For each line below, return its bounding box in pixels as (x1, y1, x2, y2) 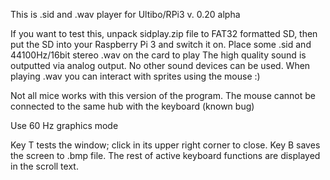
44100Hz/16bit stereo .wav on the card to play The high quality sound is (10, 49, 307, 61)
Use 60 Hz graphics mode (10, 120, 119, 131)
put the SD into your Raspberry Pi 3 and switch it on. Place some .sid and (10, 39, 312, 50)
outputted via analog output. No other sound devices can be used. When (10, 60, 311, 71)
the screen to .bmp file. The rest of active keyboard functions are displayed (10, 150, 321, 161)
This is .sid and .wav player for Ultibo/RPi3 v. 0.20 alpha (10, 9, 241, 20)
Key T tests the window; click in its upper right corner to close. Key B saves (10, 139, 321, 151)
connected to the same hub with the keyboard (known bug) (10, 100, 255, 112)
